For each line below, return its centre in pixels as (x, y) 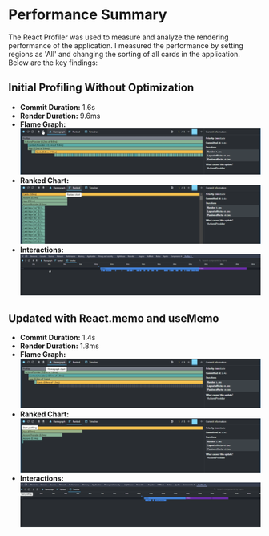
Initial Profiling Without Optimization (101, 88)
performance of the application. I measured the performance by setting (126, 45)
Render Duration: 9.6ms (60, 116)
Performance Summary (88, 15)
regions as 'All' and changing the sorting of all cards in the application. (124, 54)
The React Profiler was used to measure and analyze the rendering (119, 37)
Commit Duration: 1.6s (58, 107)
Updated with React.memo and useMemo (114, 318)
